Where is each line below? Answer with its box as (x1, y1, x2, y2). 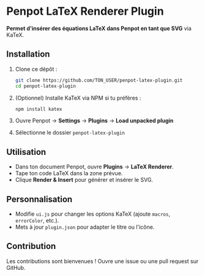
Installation (6, 49, 50, 60)
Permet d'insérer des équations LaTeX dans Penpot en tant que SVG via (6, 25, 192, 32)
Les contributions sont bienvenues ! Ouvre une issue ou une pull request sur (6, 257, 199, 265)
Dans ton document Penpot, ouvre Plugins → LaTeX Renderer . (15, 163, 174, 170)
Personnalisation (6, 194, 73, 204)
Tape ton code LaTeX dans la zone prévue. (15, 170, 123, 177)
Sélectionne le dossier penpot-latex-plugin (15, 129, 125, 136)
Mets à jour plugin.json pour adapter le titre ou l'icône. (15, 223, 155, 231)
